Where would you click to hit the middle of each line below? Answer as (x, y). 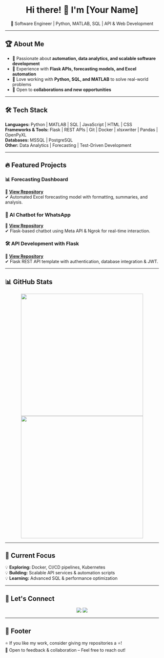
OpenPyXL (16, 135)
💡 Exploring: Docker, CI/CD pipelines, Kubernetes (55, 567)
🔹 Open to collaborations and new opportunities (61, 90)
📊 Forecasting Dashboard (37, 179)
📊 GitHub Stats (29, 282)
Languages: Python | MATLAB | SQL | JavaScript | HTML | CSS (69, 124)
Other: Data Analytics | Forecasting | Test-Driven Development (68, 145)
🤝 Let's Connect (30, 599)
